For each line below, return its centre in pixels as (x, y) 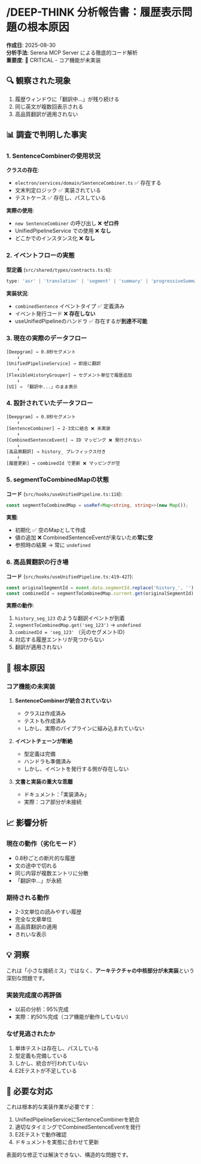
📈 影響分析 (27, 823)
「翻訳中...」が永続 (38, 880)
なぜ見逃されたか (31, 1034)
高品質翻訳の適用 (36, 927)
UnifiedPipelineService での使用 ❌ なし (63, 231)
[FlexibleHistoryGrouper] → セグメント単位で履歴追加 (69, 375)
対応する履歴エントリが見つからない (60, 640)
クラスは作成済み (45, 713)
